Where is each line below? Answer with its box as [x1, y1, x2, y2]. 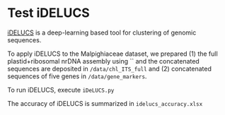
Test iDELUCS [7, 5, 90, 21]
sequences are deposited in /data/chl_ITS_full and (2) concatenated [7, 64, 212, 73]
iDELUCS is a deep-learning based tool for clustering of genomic [7, 28, 197, 37]
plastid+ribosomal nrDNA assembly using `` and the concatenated [7, 56, 200, 65]
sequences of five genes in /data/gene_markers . [7, 72, 147, 80]
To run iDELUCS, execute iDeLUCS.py [7, 85, 115, 94]
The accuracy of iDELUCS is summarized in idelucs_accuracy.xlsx [7, 99, 203, 107]
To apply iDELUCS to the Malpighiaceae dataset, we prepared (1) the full [7, 49, 218, 58]
